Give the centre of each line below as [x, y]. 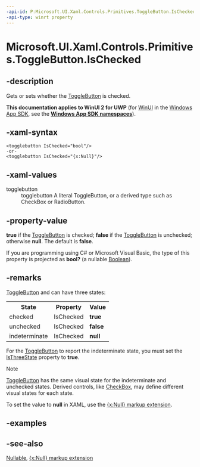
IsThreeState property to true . [43, 357]
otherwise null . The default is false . [50, 241]
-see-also [25, 443]
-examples [26, 423]
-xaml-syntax [32, 132]
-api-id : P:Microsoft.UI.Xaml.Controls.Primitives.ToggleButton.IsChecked [101, 12]
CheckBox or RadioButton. [54, 202]
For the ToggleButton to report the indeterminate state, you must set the [94, 351]
